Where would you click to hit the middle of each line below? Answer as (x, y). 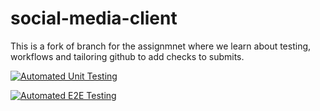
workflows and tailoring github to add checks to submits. (127, 56)
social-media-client (94, 18)
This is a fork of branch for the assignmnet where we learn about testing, (161, 46)
